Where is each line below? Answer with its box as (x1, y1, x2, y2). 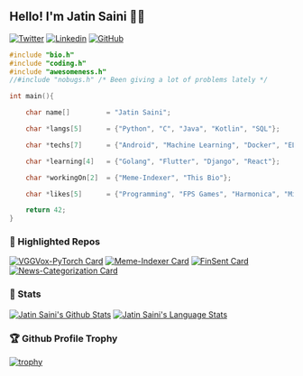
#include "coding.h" (9, 59, 87, 68)
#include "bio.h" (9, 50, 75, 60)
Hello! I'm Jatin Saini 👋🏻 (9, 9, 146, 24)
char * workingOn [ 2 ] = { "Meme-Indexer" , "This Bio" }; (25, 173, 232, 182)
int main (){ (9, 92, 54, 101)
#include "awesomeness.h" (9, 67, 106, 77)
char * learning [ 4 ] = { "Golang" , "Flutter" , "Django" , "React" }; (25, 157, 280, 166)
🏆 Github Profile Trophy (9, 333, 118, 345)
